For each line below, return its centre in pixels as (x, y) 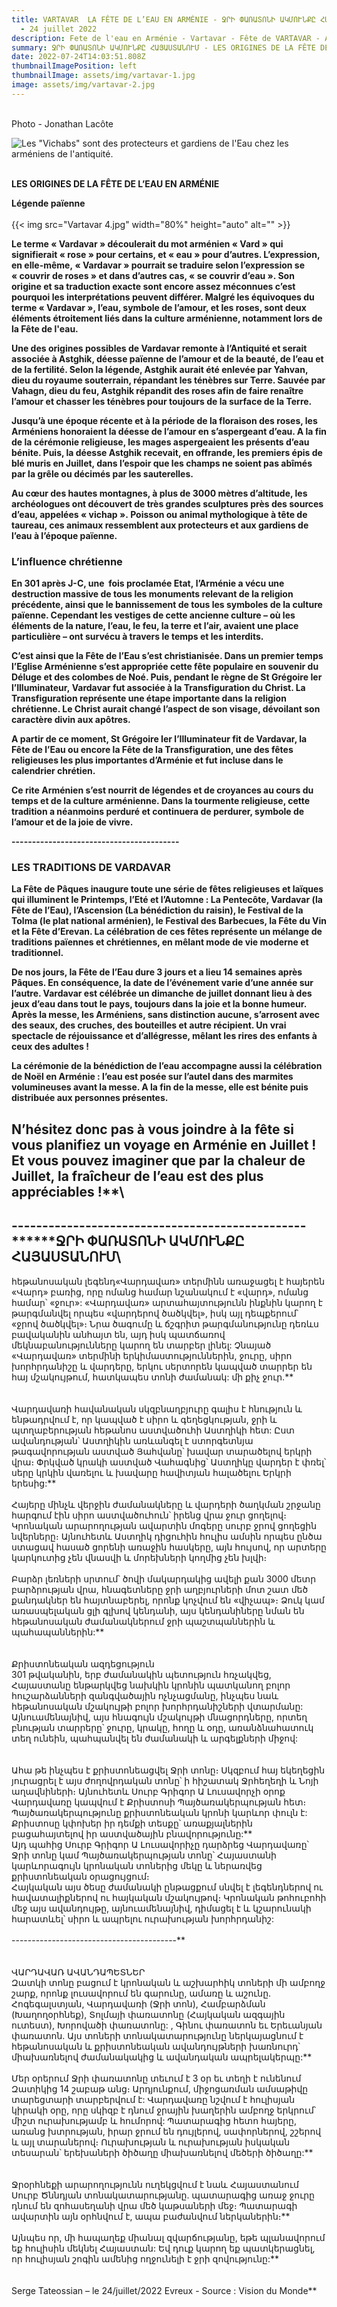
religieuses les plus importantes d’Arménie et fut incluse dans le (147, 760)
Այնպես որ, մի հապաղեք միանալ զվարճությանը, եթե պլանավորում (168, 2237)
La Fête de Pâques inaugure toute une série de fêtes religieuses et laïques (167, 889)
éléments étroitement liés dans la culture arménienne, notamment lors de (167, 318)
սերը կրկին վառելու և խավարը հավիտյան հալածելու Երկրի (151, 1472)
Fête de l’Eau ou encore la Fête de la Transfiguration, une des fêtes (152, 750)
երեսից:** (34, 1483)
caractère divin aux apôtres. (71, 720)
